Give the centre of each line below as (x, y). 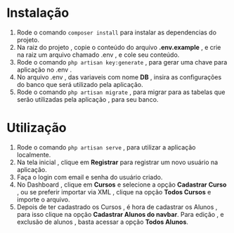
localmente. (34, 154)
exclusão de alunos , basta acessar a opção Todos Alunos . (103, 222)
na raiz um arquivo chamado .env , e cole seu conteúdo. (98, 55)
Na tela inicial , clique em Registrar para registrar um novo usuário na (117, 162)
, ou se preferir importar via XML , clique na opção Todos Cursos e (114, 192)
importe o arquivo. (43, 199)
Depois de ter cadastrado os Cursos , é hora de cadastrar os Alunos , (117, 207)
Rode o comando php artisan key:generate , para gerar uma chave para (122, 62)
